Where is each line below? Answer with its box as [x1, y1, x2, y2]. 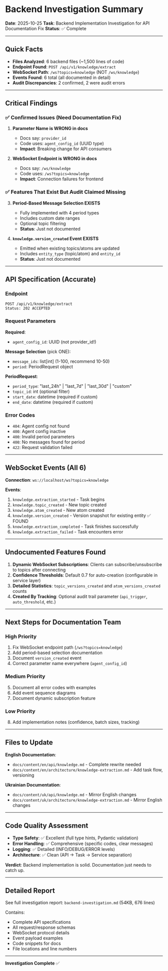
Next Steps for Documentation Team [5, 618, 121, 626]
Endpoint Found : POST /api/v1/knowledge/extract [12, 64, 116, 70]
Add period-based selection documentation [12, 650, 102, 656]
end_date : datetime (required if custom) [12, 399, 93, 405]
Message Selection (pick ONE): [5, 348, 71, 355]
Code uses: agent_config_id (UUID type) [19, 141, 104, 147]
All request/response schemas [12, 924, 76, 930]
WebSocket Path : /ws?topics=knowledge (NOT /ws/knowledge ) [12, 69, 139, 75]
